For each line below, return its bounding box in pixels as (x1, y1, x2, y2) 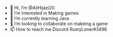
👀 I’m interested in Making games (9, 10, 79, 16)
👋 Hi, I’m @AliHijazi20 (9, 5, 55, 10)
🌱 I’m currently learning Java (9, 15, 69, 21)
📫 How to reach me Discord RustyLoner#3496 (9, 26, 107, 32)
